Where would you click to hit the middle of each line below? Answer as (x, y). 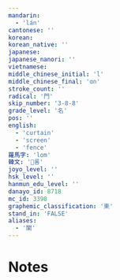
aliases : (22, 221)
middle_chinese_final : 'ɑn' (54, 81)
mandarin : (24, 15)
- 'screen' (33, 140)
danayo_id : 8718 (35, 191)
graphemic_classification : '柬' (61, 206)
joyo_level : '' (33, 170)
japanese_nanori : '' (42, 60)
